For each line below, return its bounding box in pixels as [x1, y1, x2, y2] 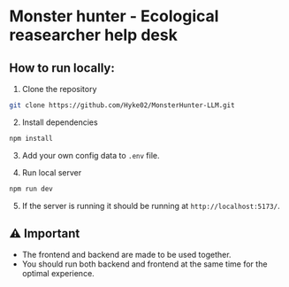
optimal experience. [21, 268, 95, 279]
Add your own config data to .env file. [21, 150, 160, 160]
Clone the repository [21, 84, 97, 94]
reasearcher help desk [9, 25, 179, 45]
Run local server [21, 167, 82, 178]
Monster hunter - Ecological [9, 6, 219, 27]
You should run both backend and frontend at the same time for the [21, 259, 268, 269]
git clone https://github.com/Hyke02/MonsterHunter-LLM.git [9, 101, 236, 110]
